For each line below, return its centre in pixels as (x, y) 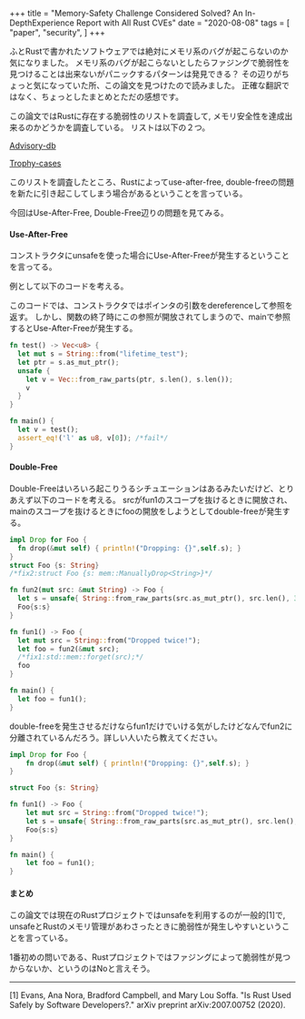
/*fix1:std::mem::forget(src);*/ (81, 657)
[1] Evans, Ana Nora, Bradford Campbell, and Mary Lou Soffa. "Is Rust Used (151, 995)
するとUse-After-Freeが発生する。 (74, 328)
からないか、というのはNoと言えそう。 (82, 969)
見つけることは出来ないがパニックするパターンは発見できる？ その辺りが (145, 74)
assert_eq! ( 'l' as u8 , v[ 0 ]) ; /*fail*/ (93, 438)
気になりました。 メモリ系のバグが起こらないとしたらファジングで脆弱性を (150, 62)
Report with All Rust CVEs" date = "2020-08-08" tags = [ (183, 23)
